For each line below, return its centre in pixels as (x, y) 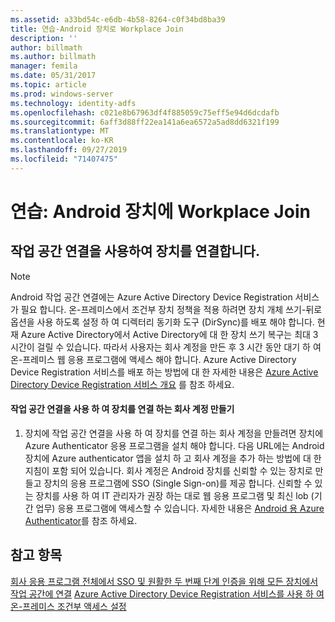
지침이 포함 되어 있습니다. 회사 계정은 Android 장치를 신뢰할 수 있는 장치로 (168, 470)
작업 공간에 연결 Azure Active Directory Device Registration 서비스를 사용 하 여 (167, 593)
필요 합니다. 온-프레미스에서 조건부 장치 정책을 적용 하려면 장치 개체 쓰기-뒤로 (171, 309)
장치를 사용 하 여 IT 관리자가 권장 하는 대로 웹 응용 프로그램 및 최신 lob (172, 495)
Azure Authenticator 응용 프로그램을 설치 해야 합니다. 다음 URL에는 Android (174, 445)
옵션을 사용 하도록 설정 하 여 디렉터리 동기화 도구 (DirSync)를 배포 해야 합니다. (162, 322)
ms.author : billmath (53, 57)
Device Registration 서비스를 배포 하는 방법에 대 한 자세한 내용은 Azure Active (164, 372)
